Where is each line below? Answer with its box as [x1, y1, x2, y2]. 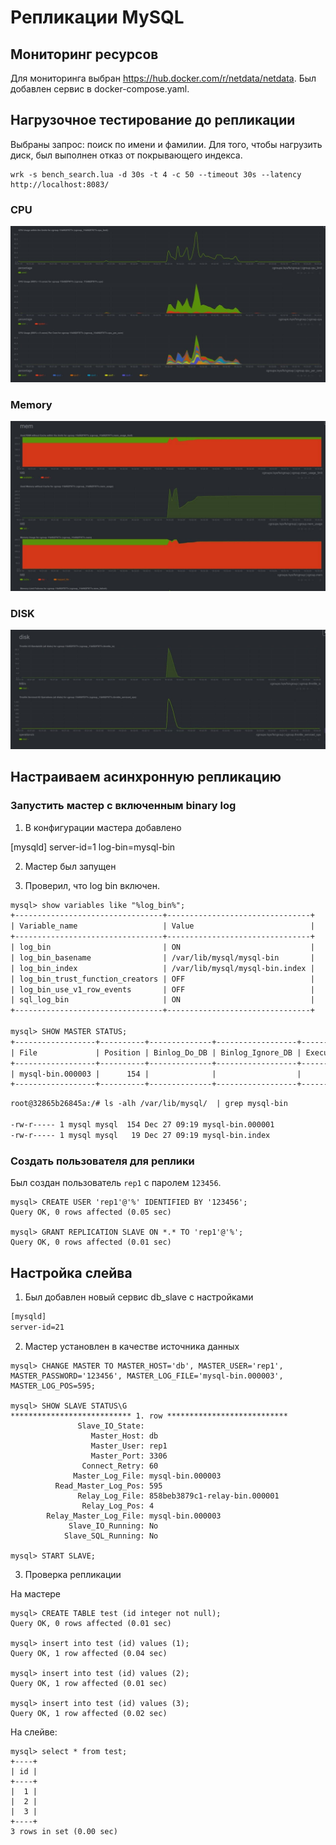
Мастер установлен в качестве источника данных [24, 1340, 240, 1352]
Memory [10, 397, 53, 411]
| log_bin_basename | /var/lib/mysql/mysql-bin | [10, 952, 315, 963]
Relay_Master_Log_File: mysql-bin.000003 [46, 1511, 222, 1521]
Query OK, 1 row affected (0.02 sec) [10, 1708, 168, 1718]
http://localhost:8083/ [10, 179, 110, 190]
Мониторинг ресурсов [10, 46, 159, 63]
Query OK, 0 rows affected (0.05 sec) [10, 1207, 172, 1218]
